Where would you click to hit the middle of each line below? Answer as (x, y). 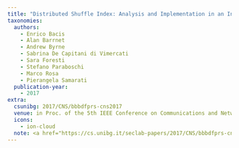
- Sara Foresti (43, 60)
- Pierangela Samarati (54, 80)
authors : (27, 27)
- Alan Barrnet (43, 41)
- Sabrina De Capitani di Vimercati (75, 54)
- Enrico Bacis (43, 34)
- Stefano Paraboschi (52, 67)
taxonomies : (25, 21)
